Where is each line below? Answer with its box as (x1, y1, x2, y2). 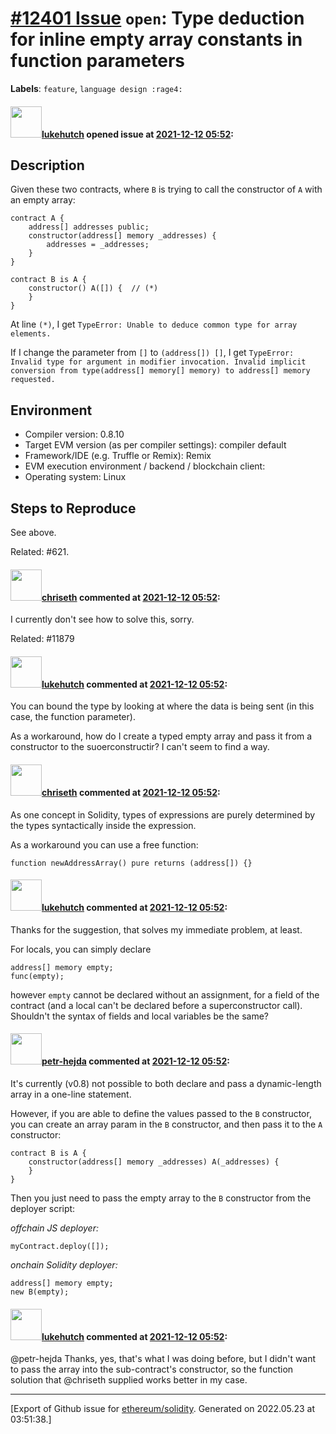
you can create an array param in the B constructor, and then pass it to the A (10, 1118, 323, 1130)
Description (10, 157, 85, 174)
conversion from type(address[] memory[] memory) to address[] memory (10, 366, 311, 376)
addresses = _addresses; (46, 240, 150, 250)
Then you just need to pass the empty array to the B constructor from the (10, 1192, 312, 1204)
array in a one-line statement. (10, 1088, 132, 1100)
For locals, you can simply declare (10, 943, 152, 955)
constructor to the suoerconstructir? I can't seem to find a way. (10, 741, 270, 753)
